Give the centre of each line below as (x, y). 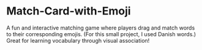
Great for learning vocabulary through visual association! (78, 40)
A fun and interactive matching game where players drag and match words (101, 28)
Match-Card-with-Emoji (69, 11)
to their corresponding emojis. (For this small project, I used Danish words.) (101, 34)
